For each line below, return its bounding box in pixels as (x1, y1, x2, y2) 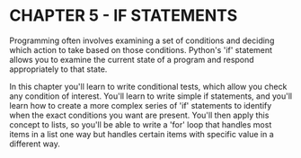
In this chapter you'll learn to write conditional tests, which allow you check (9, 81, 288, 92)
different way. (9, 138, 60, 149)
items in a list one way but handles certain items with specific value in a (9, 128, 274, 139)
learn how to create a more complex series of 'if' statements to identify (9, 100, 272, 110)
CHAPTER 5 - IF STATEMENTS (9, 5, 238, 26)
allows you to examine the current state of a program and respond (9, 54, 254, 65)
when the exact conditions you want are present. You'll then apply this (9, 110, 270, 120)
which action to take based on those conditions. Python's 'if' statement (9, 44, 272, 55)
